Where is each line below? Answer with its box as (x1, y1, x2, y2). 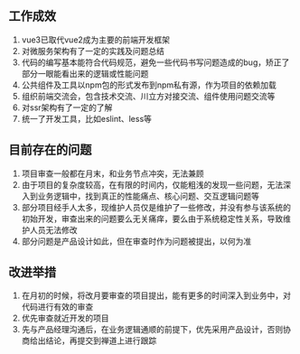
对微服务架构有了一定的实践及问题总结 (21, 45, 164, 56)
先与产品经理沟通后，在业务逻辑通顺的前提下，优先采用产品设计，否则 (21, 324, 284, 335)
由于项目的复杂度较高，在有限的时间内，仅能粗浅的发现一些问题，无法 (21, 179, 284, 190)
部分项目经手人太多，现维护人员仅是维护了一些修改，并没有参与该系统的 (21, 201, 291, 212)
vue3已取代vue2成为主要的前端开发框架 (21, 34, 171, 45)
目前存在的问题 (8, 143, 92, 158)
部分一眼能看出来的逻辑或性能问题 (21, 68, 149, 79)
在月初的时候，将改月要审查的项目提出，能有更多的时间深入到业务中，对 (21, 290, 291, 301)
